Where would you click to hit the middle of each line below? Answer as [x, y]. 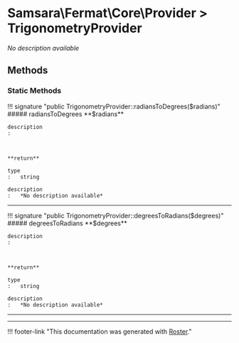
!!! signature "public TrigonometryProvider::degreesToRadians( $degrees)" [116, 215]
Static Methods [34, 91]
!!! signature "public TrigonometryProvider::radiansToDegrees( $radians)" [114, 106]
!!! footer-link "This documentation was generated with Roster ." [100, 331]
